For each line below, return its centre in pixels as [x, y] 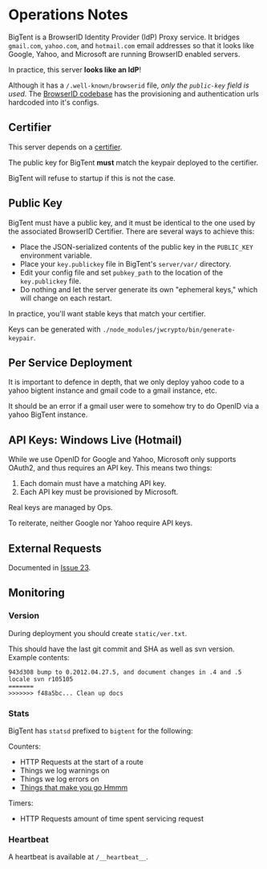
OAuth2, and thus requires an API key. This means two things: [110, 468]
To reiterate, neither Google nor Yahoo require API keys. [101, 523]
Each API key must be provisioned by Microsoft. [99, 492]
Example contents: [39, 657]
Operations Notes [68, 15]
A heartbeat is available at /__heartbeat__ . [78, 857]
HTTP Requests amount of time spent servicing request [112, 818]
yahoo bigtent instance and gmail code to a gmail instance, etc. [113, 390]
